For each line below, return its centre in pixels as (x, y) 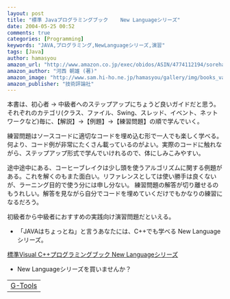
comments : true (29, 33)
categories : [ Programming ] (46, 39)
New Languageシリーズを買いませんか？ (74, 269)
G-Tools (24, 286)
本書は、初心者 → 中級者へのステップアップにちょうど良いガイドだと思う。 (114, 104)
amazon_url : (24, 65)
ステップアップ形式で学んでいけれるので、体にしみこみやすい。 (115, 153)
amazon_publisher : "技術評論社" (51, 84)
